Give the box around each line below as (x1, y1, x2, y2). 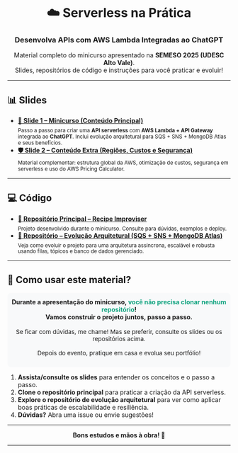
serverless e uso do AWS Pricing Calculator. (17, 165, 125, 173)
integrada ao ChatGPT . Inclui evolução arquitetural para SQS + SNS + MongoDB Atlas (17, 133, 227, 141)
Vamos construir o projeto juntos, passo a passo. (45, 313, 193, 321)
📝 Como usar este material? (7, 273, 132, 286)
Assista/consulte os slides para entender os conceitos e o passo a (17, 373, 215, 382)
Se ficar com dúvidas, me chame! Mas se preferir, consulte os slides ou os (16, 328, 222, 336)
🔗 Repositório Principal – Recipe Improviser (17, 214, 147, 223)
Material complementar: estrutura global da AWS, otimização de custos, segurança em (17, 159, 229, 166)
